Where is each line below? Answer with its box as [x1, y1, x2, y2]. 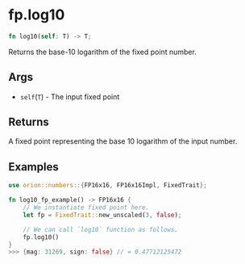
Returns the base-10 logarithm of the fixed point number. [8, 47, 197, 57]
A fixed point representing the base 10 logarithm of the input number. [8, 136, 238, 146]
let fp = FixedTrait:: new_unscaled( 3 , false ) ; [23, 211, 182, 219]
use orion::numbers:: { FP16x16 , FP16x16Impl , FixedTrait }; [8, 182, 207, 190]
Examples [8, 160, 59, 174]
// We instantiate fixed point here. [23, 203, 150, 212]
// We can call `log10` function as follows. [23, 225, 179, 233]
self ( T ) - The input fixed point [19, 91, 120, 102]
